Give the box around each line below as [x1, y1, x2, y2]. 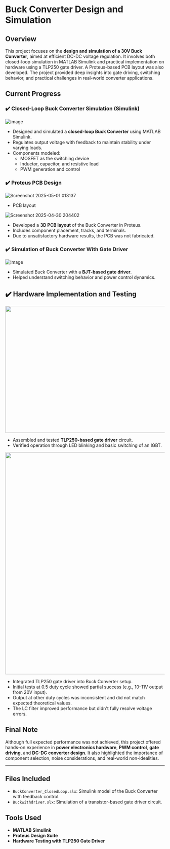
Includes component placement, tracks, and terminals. [12, 227, 126, 233]
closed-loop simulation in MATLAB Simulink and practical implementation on [5, 59, 164, 64]
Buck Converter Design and [5, 4, 124, 15]
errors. [12, 711, 27, 717]
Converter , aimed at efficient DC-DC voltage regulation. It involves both [5, 53, 155, 59]
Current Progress [5, 90, 61, 98]
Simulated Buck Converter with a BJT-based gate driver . [12, 269, 132, 275]
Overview [5, 34, 37, 43]
